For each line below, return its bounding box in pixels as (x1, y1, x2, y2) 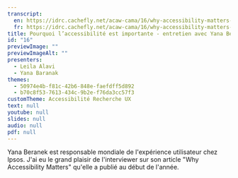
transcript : (7, 10, 42, 18)
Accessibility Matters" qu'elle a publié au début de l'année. (7, 163, 179, 172)
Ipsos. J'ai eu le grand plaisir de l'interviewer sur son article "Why (7, 155, 200, 164)
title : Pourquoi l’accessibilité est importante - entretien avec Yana (7, 30, 223, 37)
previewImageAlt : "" (7, 50, 69, 57)
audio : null (7, 121, 42, 129)
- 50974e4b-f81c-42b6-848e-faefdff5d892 (13, 83, 135, 90)
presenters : (7, 57, 42, 64)
